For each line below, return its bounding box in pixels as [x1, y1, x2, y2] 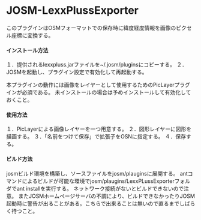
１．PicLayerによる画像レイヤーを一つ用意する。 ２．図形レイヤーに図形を [6, 125, 192, 132]
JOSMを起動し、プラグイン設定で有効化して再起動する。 [6, 68, 148, 76]
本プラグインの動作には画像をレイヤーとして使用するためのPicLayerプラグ [6, 82, 191, 89]
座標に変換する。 [11, 31, 54, 39]
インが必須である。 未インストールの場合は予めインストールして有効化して [6, 89, 191, 96]
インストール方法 [6, 46, 49, 54]
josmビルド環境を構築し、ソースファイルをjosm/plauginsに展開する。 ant [6, 170, 188, 177]
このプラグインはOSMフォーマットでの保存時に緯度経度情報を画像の [6, 24, 176, 31]
